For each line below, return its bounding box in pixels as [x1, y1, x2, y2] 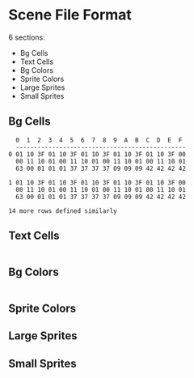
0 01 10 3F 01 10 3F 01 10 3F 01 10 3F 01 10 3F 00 [8, 150, 186, 159]
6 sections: [8, 32, 46, 42]
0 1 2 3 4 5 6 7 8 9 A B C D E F [15, 136, 183, 144]
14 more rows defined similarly [8, 206, 117, 215]
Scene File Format [8, 6, 132, 24]
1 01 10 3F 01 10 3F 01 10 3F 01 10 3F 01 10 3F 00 [8, 178, 186, 187]
